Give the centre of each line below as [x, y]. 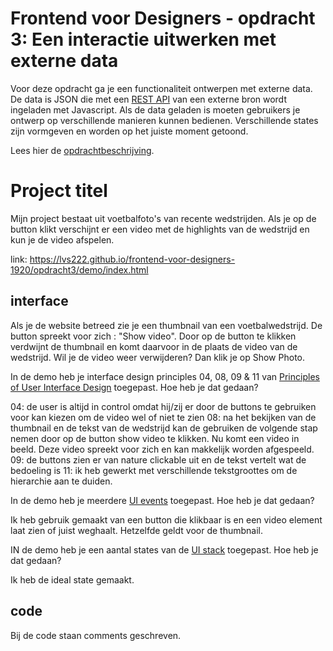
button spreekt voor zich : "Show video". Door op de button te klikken [153, 336]
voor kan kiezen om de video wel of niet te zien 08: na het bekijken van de [163, 417]
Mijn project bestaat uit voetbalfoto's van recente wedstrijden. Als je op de [163, 218]
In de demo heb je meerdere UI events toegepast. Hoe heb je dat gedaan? [162, 500]
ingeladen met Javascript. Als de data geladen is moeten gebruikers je [155, 109]
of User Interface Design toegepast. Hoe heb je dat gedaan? [134, 387]
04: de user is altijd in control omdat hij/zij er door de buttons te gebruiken [163, 406]
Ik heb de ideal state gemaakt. [72, 579]
